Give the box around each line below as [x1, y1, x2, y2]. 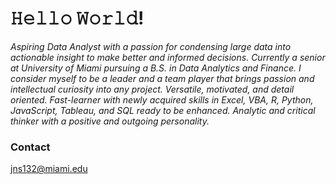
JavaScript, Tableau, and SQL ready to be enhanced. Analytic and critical [10, 104, 316, 116]
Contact [10, 140, 51, 154]
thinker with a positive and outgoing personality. [10, 115, 210, 127]
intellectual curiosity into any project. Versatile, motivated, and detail [10, 83, 295, 95]
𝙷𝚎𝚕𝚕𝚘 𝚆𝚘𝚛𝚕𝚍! [10, 7, 145, 30]
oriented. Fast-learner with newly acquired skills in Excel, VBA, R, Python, [10, 93, 314, 106]
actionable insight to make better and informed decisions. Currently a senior [10, 51, 326, 63]
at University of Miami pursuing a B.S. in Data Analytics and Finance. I [10, 62, 302, 74]
